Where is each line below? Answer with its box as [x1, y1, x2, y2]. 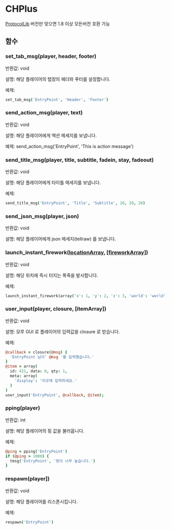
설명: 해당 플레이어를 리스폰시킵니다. [5, 498, 78, 504]
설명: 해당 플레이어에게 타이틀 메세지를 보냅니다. [5, 180, 101, 186]
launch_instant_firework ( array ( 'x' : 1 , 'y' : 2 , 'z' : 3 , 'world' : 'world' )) [5, 293, 170, 299]
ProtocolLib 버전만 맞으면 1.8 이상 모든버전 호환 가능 [5, 20, 110, 27]
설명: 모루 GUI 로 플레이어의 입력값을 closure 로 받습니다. [5, 328, 120, 334]
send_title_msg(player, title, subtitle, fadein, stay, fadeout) [5, 156, 154, 163]
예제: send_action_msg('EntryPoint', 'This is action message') [5, 143, 134, 149]
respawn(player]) [5, 475, 50, 482]
